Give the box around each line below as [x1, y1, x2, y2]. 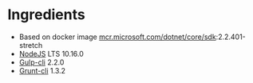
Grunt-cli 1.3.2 [18, 65, 65, 75]
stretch [18, 40, 43, 49]
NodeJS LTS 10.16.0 [18, 49, 85, 58]
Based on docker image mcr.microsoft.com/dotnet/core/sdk [18, 32, 216, 41]
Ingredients [7, 6, 85, 24]
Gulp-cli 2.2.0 [18, 57, 65, 67]
